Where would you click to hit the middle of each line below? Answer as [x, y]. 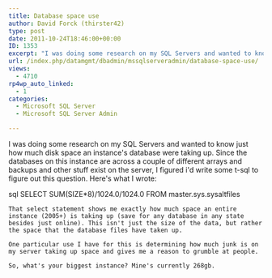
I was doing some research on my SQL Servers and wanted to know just [128, 144]
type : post [27, 31]
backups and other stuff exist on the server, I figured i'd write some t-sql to [134, 170]
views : [19, 69]
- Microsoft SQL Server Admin [66, 114]
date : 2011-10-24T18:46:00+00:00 [65, 38]
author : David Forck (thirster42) [67, 24]
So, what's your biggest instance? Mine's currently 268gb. [112, 266]
